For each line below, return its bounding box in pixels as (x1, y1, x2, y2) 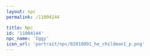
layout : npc (6, 8, 36, 15)
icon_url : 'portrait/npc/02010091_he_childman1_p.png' (6, 41, 145, 47)
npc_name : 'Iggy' (6, 36, 49, 42)
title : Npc (6, 25, 33, 31)
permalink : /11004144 (6, 14, 60, 20)
